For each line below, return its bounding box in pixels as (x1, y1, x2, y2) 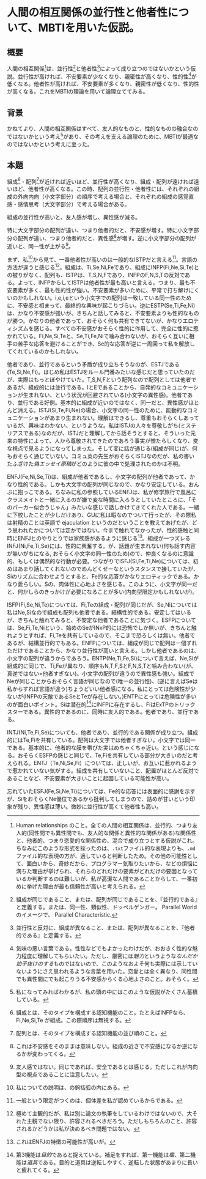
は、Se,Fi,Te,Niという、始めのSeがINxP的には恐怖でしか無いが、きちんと (7, 624, 192, 631)
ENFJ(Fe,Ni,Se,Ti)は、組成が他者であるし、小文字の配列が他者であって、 (7, 473, 190, 480)
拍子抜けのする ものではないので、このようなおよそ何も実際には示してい (15, 960, 198, 967)
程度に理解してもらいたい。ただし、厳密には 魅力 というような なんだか (21, 952, 198, 960)
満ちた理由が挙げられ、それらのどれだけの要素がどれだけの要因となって (15, 868, 198, 875)
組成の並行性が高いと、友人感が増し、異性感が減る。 (7, 213, 141, 221)
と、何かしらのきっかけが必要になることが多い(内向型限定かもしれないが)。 (7, 588, 198, 595)
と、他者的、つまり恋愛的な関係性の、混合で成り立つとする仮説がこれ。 (15, 837, 198, 845)
